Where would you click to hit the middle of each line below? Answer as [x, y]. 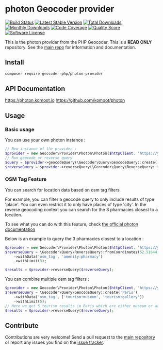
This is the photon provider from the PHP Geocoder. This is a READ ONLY [78, 42]
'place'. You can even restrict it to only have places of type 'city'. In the [76, 204]
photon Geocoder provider [60, 9]
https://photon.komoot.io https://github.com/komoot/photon [65, 100]
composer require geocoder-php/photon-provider [54, 74]
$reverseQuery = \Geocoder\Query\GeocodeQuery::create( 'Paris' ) [71, 293]
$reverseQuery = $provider [32, 167]
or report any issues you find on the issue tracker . [55, 342]
